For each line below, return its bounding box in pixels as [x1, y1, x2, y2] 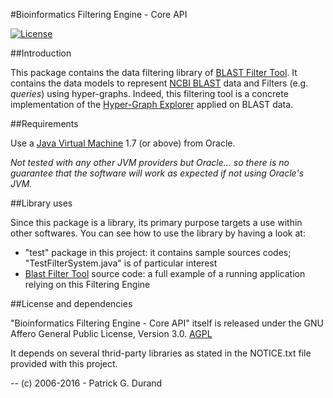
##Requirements [10, 118, 79, 129]
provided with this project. [10, 358, 118, 369]
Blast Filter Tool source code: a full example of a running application [24, 268, 306, 279]
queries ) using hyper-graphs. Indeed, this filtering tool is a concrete [10, 88, 289, 99]
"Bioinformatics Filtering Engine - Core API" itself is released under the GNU [10, 317, 324, 329]
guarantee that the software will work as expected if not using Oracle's [10, 167, 305, 179]
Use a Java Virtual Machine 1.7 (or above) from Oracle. [10, 137, 236, 149]
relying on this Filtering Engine [24, 279, 151, 290]
